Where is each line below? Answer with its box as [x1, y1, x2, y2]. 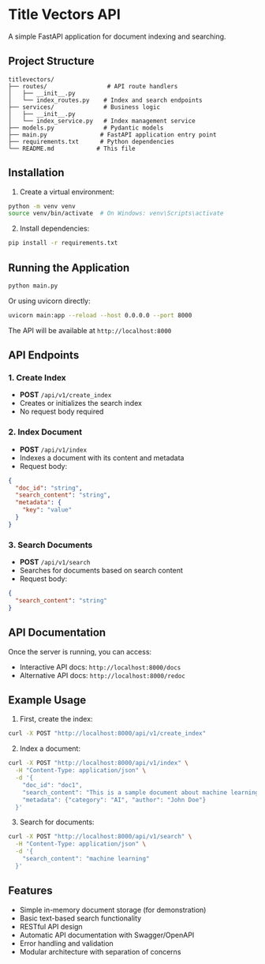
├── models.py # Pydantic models [8, 124, 164, 132]
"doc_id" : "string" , [15, 484, 83, 492]
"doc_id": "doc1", [22, 781, 83, 789]
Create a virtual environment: [19, 187, 114, 197]
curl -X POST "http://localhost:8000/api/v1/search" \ [8, 833, 192, 841]
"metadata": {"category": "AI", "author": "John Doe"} [22, 796, 207, 804]
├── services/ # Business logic [8, 103, 160, 111]
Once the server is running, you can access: [8, 647, 152, 656]
